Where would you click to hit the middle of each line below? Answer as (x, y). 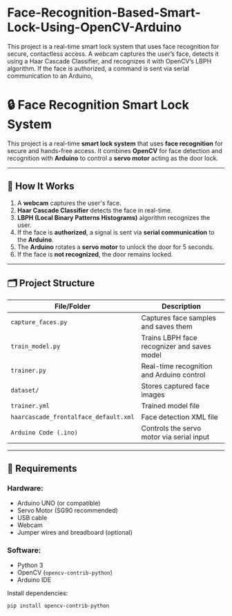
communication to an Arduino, (50, 76)
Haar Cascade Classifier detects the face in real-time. (95, 210)
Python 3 (30, 565)
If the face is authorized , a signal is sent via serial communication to (116, 232)
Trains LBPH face (169, 337)
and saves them (167, 326)
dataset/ (25, 390)
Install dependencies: (38, 593)
